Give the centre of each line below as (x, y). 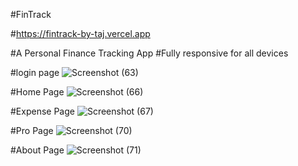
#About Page (37, 150)
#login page (35, 72)
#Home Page (37, 92)
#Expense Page (42, 111)
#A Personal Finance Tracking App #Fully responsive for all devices (149, 53)
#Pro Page (32, 130)
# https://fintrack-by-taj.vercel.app (80, 33)
